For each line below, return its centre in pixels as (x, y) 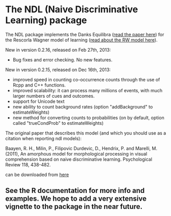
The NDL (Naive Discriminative (72, 9)
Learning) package (46, 20)
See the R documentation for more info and (75, 191)
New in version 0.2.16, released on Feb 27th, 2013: (58, 50)
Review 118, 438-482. (28, 164)
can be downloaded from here (37, 175)
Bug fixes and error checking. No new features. (63, 59)
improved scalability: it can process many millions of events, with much (88, 90)
